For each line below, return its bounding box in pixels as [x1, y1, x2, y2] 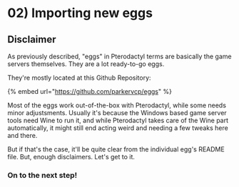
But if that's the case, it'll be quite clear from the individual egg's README [7, 145, 225, 154]
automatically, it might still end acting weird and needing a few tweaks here [7, 124, 228, 132]
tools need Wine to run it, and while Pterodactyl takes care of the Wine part [7, 116, 229, 124]
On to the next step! [7, 170, 78, 180]
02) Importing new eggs [7, 5, 153, 21]
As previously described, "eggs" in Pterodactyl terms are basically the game [7, 52, 232, 60]
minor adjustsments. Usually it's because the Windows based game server [7, 109, 227, 117]
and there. [7, 132, 38, 139]
